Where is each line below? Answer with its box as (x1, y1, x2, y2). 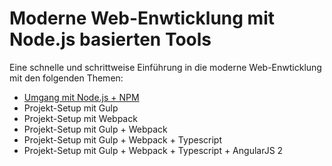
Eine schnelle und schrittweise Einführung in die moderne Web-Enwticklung (9, 61, 322, 73)
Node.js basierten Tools (9, 28, 212, 51)
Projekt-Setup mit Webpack (23, 112, 138, 124)
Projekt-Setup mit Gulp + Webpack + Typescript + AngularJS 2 (23, 144, 284, 156)
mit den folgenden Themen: (9, 72, 124, 84)
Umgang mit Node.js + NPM (23, 91, 140, 103)
